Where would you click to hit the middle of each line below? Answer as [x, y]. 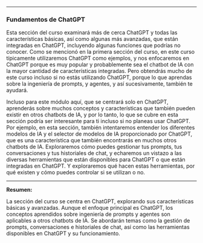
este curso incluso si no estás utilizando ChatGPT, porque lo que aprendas [99, 77]
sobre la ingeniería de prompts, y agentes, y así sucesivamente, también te [100, 84]
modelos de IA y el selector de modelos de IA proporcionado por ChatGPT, [99, 134]
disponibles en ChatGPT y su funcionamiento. [63, 233]
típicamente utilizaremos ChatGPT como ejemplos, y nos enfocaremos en [98, 58]
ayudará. [17, 90]
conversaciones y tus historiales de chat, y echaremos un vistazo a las [94, 153]
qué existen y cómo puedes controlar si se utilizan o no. [76, 172]
